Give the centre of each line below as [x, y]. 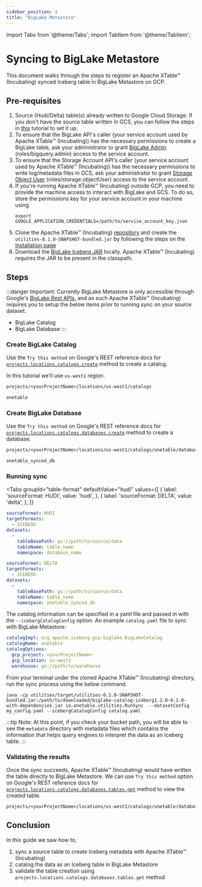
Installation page [35, 245]
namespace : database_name [50, 553]
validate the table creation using [55, 871]
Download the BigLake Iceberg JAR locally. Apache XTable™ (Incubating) [105, 252]
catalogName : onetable [35, 644]
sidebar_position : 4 [32, 12]
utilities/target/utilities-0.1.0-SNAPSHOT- [87, 695]
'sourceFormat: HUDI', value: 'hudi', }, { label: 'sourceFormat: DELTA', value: [99, 496]
